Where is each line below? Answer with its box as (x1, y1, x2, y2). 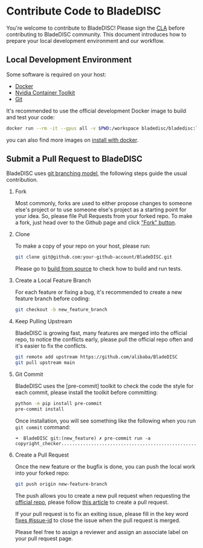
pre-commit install (14, 406, 65, 412)
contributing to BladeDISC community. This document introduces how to (6, 30, 187, 38)
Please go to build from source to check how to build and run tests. (14, 265, 182, 272)
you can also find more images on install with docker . (6, 136, 139, 144)
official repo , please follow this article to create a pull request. (14, 498, 169, 506)
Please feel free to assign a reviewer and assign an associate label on (14, 528, 188, 535)
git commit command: (14, 423, 71, 431)
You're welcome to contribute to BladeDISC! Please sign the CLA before (6, 24, 185, 31)
